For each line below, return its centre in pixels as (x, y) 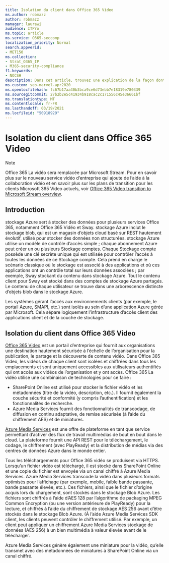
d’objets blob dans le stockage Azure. (44, 292)
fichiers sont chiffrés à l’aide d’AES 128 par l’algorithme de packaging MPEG (83, 498)
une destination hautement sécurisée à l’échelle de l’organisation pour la (80, 351)
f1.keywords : (19, 71)
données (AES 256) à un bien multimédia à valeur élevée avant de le (76, 530)
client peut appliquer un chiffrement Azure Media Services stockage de (79, 525)
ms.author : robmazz (26, 15)
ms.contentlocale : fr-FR (31, 104)
